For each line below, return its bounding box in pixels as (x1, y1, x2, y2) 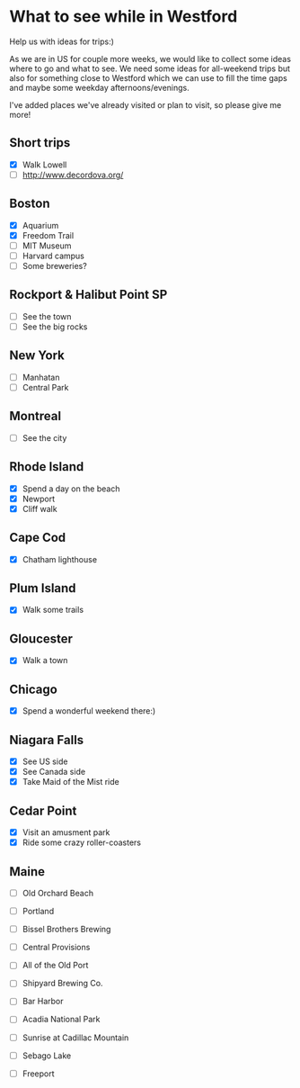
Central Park (22, 382, 69, 392)
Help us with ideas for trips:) (9, 36, 115, 47)
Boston (9, 196, 50, 211)
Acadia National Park (22, 1014, 101, 1025)
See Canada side (22, 767, 86, 778)
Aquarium (22, 220, 59, 230)
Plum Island (9, 580, 76, 596)
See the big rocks (22, 321, 88, 332)
